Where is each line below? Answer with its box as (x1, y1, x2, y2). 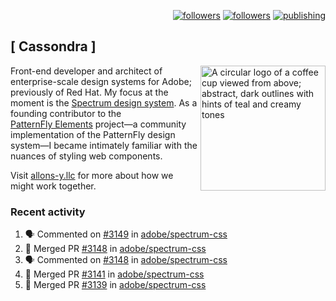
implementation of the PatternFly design (10, 128, 176, 140)
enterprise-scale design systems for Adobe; (10, 75, 192, 87)
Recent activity (10, 205, 86, 219)
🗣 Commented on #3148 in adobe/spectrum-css (24, 254, 228, 266)
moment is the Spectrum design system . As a (10, 96, 198, 109)
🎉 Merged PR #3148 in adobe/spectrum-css (24, 243, 207, 255)
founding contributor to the (10, 107, 122, 119)
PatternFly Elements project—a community (10, 118, 187, 130)
